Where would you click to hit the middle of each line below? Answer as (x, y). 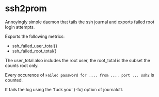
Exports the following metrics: (35, 36)
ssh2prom (26, 8)
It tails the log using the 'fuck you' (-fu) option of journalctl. (64, 89)
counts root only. (22, 65)
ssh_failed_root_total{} (34, 51)
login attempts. (20, 27)
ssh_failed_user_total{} (35, 46)
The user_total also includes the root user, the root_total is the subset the (78, 60)
